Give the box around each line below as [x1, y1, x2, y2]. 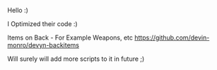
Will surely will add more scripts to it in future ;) [7, 54, 145, 63]
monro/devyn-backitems [7, 41, 80, 49]
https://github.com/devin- [134, 33, 210, 42]
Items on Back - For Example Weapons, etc [7, 33, 133, 42]
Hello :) [7, 6, 28, 14]
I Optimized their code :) [7, 20, 78, 28]
